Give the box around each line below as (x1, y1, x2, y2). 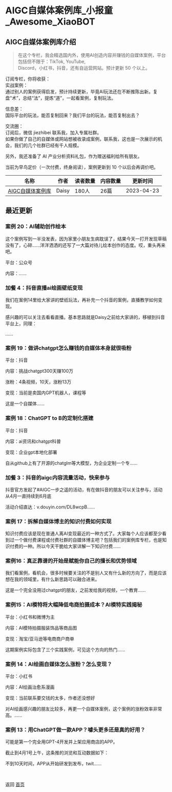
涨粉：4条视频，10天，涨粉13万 (5, 379, 72, 385)
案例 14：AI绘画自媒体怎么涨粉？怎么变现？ (5, 660, 113, 668)
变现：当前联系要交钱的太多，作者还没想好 (5, 695, 95, 701)
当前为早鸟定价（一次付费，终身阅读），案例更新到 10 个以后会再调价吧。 (5, 164, 159, 170)
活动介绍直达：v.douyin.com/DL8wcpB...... (5, 504, 95, 510)
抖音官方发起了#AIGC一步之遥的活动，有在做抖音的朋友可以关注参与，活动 (5, 486, 163, 493)
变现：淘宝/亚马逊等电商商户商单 (5, 635, 75, 641)
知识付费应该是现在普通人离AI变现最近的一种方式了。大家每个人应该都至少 (5, 530, 162, 537)
